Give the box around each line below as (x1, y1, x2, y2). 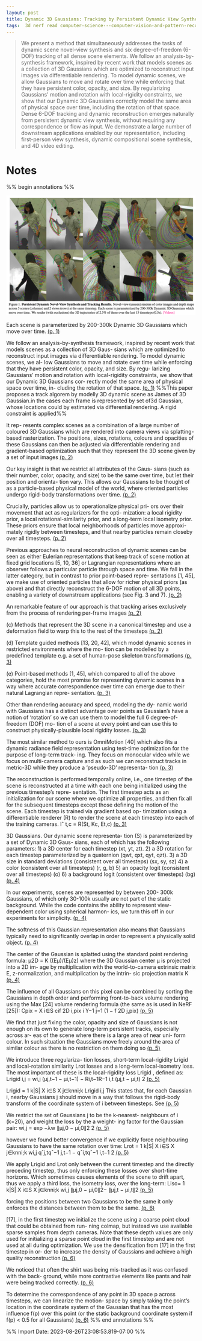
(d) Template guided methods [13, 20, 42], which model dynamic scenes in (6, 639, 192, 646)
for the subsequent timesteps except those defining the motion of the (6, 801, 179, 808)
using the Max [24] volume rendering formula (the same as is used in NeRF (6, 1000, 192, 1007)
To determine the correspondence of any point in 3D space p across (6, 1290, 176, 1298)
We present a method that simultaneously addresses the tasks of (20, 40, 182, 47)
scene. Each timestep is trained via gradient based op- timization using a (6, 807, 187, 814)
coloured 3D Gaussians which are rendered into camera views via (6, 428, 170, 435)
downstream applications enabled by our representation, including (20, 130, 186, 137)
